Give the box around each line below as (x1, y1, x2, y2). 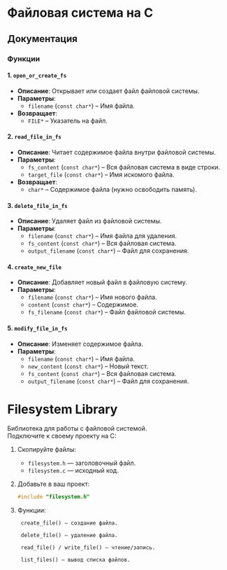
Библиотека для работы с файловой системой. (7, 424, 147, 433)
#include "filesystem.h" (17, 494, 90, 501)
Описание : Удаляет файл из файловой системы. (17, 217, 162, 225)
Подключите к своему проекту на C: (7, 432, 117, 440)
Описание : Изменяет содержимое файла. (17, 340, 144, 348)
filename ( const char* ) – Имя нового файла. (27, 293, 157, 302)
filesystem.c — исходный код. (27, 466, 119, 475)
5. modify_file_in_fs (7, 324, 68, 332)
